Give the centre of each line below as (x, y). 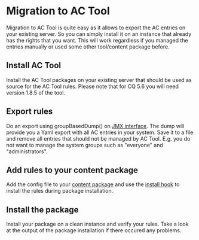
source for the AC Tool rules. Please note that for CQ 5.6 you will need (93, 86)
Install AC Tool (34, 66)
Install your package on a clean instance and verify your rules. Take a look (98, 224)
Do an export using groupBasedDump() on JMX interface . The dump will (95, 126)
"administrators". (27, 151)
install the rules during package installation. (60, 191)
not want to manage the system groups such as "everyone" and (85, 145)
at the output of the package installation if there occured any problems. (94, 230)
